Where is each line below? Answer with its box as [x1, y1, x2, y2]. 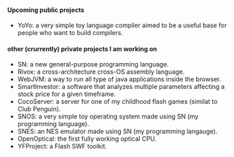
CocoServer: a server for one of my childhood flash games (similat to [17, 97, 218, 106]
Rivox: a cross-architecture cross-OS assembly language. [17, 67, 185, 76]
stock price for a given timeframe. [17, 90, 116, 98]
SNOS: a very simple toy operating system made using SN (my [17, 112, 199, 121]
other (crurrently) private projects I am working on [7, 44, 157, 53]
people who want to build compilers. [17, 29, 123, 37]
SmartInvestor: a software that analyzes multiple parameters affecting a [17, 83, 225, 91]
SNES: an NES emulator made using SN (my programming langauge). [17, 127, 218, 136]
